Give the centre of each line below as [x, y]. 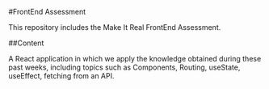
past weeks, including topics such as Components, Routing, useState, [124, 67]
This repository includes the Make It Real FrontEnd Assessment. [115, 27]
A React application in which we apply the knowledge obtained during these [135, 59]
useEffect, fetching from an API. [61, 76]
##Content [26, 43]
